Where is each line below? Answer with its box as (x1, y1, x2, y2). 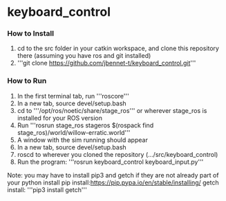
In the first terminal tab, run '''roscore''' (17, 92, 129, 100)
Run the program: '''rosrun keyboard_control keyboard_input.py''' (17, 158, 204, 166)
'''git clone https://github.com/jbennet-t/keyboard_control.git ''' (17, 59, 196, 67)
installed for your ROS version (17, 114, 102, 122)
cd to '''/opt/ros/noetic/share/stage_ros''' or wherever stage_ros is (17, 106, 207, 114)
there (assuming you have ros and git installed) (17, 52, 151, 60)
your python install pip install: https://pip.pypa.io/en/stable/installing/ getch (7, 178, 219, 187)
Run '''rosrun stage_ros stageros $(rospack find (17, 121, 154, 129)
